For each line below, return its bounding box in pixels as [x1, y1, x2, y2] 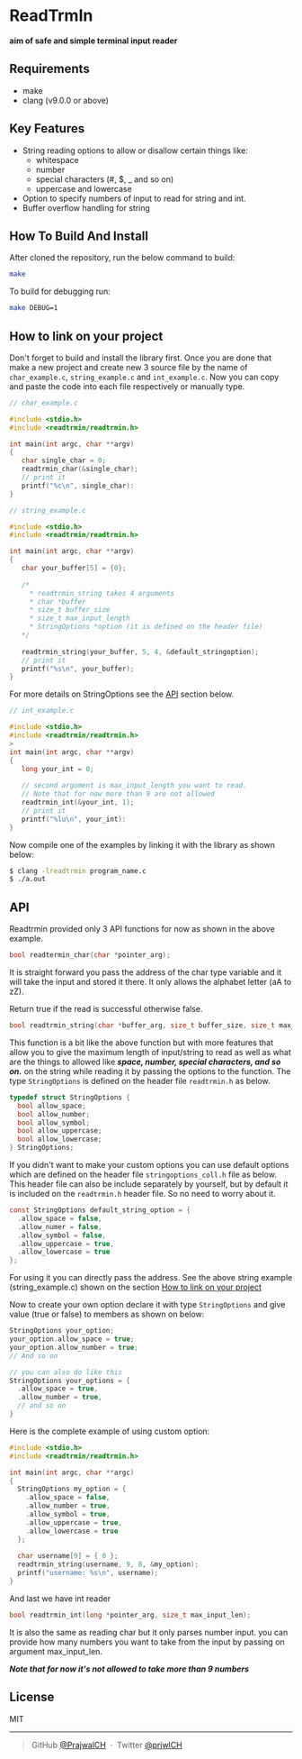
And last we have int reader [9, 1592, 111, 1604]
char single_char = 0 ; [21, 456, 106, 465]
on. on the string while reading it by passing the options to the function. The [9, 1065, 291, 1077]
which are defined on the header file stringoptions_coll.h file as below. [9, 1169, 277, 1180]
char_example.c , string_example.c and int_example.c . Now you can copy [9, 371, 280, 382]
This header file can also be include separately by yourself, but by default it [9, 1179, 289, 1189]
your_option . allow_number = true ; [9, 1343, 139, 1352]
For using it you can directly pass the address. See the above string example [9, 1272, 293, 1283]
